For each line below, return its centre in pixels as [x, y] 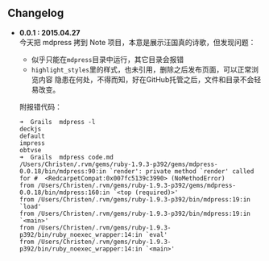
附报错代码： [40, 106]
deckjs [30, 129]
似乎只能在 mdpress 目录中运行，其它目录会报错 [108, 59]
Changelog [36, 13]
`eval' [157, 234]
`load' [30, 206]
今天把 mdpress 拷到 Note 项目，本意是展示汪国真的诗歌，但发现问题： [137, 42]
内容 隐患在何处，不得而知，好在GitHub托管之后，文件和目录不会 [146, 79]
